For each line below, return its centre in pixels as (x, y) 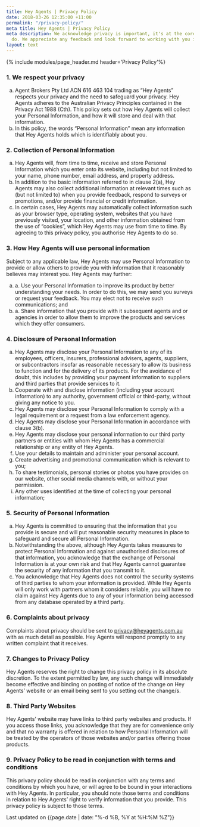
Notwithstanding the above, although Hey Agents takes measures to (99, 545)
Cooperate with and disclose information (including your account (94, 390)
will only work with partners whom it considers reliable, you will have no (103, 589)
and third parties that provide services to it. (68, 384)
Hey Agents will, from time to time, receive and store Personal (90, 163)
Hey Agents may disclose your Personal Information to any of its (93, 352)
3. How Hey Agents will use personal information (78, 248)
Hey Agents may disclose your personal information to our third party (100, 434)
